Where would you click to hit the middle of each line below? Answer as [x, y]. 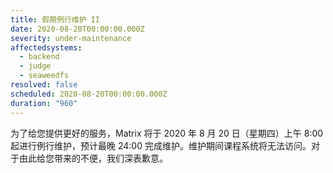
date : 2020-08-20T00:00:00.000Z [77, 29]
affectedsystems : [46, 47]
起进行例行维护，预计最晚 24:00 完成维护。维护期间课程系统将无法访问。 [161, 145]
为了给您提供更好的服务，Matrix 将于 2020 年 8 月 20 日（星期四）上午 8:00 [167, 133]
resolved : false [44, 85]
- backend [39, 57]
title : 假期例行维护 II [55, 19]
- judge [35, 66]
